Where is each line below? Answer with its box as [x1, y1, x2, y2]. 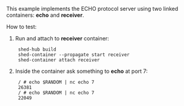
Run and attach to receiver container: [15, 35, 109, 42]
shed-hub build [18, 46, 56, 52]
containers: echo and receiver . [6, 11, 84, 19]
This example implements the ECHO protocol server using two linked [6, 5, 179, 12]
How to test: [6, 23, 37, 30]
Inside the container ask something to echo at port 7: [15, 67, 148, 75]
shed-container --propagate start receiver [18, 52, 130, 58]
